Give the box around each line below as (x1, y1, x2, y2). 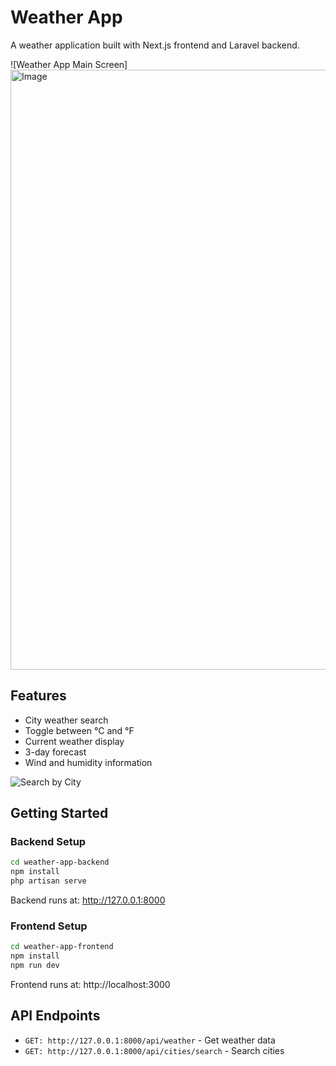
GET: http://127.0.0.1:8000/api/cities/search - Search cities (24, 1044, 285, 1056)
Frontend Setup (10, 919, 88, 933)
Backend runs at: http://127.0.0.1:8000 (10, 894, 166, 906)
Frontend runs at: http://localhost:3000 (10, 978, 171, 990)
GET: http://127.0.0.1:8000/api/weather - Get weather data (24, 1034, 276, 1046)
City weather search (24, 714, 109, 726)
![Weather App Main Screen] (10, 58, 128, 70)
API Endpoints (10, 1007, 101, 1025)
